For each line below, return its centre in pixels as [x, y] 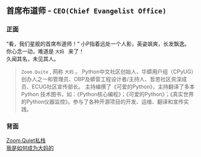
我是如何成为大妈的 [30, 148]
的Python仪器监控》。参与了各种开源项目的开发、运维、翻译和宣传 [102, 102]
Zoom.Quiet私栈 [26, 140]
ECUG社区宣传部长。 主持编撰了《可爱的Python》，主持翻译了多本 [113, 87]
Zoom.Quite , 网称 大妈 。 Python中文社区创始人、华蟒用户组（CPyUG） [107, 72]
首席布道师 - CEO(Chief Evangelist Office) [86, 11]
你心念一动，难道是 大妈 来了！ [45, 51]
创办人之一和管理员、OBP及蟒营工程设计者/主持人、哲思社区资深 [101, 79]
